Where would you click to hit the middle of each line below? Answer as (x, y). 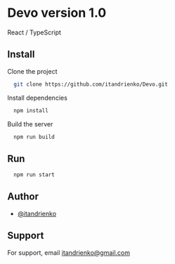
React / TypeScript (34, 32)
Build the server (30, 124)
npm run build (34, 137)
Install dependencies (38, 98)
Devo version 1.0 (57, 13)
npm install (31, 110)
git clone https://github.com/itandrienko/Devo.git (91, 84)
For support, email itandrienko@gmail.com (69, 252)
